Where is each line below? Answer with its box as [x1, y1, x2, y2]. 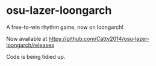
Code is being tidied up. [6, 53, 66, 60]
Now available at [6, 35, 48, 42]
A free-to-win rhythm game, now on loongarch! [6, 23, 124, 31]
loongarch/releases [6, 41, 54, 49]
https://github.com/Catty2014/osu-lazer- [48, 35, 150, 42]
